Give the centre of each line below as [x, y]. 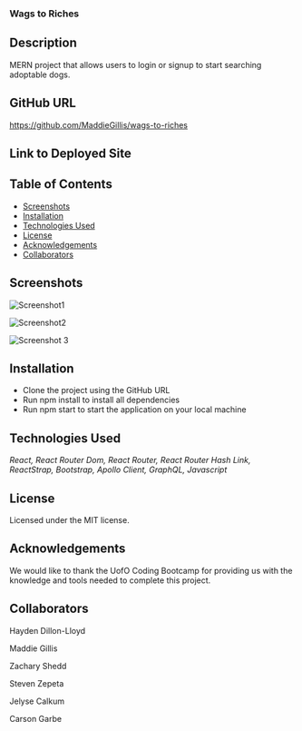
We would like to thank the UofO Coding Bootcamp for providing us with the [151, 570]
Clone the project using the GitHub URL [96, 390]
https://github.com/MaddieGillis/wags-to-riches [99, 124]
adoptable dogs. [40, 74]
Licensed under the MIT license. [69, 520]
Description [43, 43]
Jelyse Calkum [37, 701]
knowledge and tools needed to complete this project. [110, 580]
